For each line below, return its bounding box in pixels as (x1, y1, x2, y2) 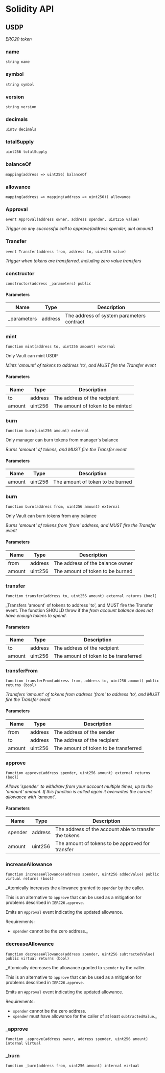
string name (5, 59, 30, 64)
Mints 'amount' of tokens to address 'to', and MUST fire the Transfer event (5, 362, 156, 368)
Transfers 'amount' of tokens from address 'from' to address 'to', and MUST (5, 692, 160, 697)
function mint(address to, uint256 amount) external (5, 344, 116, 349)
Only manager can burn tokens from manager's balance (5, 436, 119, 443)
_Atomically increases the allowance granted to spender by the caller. (5, 885, 144, 891)
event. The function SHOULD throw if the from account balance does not (5, 607, 153, 613)
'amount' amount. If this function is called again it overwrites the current (5, 788, 152, 794)
